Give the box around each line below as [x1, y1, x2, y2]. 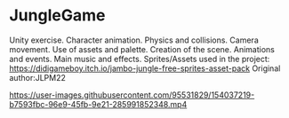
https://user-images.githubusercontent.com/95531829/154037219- [9, 90, 255, 100]
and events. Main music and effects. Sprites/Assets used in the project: [9, 53, 270, 64]
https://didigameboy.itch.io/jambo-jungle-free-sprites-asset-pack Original [9, 63, 281, 74]
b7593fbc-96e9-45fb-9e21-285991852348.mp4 [9, 98, 188, 109]
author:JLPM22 [9, 72, 67, 83]
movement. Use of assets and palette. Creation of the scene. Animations [9, 43, 276, 54]
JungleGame [9, 5, 106, 26]
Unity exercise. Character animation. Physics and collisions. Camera [9, 35, 260, 45]
